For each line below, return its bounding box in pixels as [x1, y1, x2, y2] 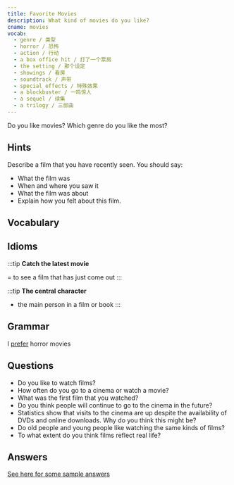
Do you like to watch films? [17, 378, 97, 387]
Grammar [7, 321, 50, 333]
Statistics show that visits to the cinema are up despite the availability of [17, 408, 228, 417]
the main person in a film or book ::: [17, 300, 121, 308]
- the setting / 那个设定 [13, 63, 86, 70]
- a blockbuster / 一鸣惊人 [13, 89, 92, 96]
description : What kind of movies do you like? [7, 17, 150, 24]
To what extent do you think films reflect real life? [17, 431, 161, 439]
